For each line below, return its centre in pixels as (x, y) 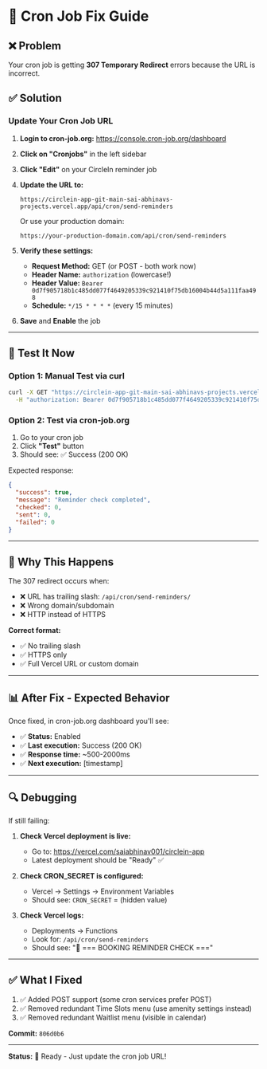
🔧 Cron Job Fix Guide (79, 16)
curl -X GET (28, 393)
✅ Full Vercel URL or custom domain (79, 664)
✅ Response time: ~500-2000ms (75, 755)
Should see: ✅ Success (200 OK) (74, 454)
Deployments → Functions (74, 930)
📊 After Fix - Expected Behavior (89, 698)
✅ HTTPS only (43, 655)
